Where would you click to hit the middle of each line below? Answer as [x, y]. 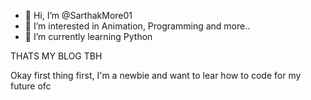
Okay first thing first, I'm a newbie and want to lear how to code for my [156, 75]
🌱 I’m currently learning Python [88, 36]
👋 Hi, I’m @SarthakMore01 [78, 15]
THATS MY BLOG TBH [56, 56]
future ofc [31, 86]
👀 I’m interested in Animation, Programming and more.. [137, 26]
